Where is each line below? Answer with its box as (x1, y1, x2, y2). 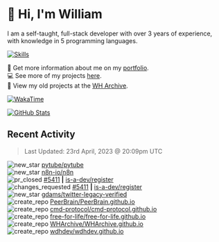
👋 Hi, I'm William (7, 6, 103, 22)
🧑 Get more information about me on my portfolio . (7, 63, 149, 72)
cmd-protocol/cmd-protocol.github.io (49, 204, 157, 213)
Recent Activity (7, 129, 76, 140)
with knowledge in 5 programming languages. (7, 36, 138, 45)
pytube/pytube (41, 160, 85, 169)
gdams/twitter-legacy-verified (41, 190, 128, 198)
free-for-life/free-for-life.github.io (49, 212, 146, 220)
